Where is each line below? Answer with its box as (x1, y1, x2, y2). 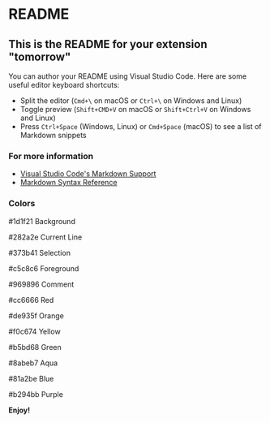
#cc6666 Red (8, 295, 54, 304)
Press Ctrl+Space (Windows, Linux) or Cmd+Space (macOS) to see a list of (19, 122, 262, 131)
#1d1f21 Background (8, 216, 75, 226)
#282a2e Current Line (8, 232, 83, 242)
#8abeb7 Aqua (8, 358, 58, 368)
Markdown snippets (19, 131, 87, 140)
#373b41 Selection (8, 248, 71, 257)
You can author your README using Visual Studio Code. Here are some (8, 71, 247, 81)
